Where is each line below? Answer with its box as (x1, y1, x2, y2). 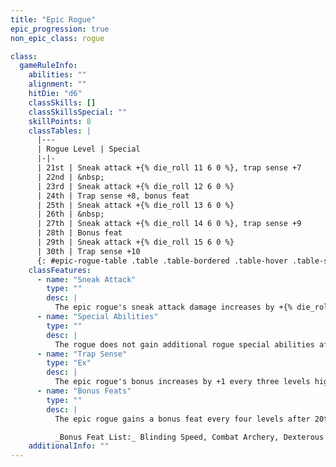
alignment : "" (28, 79, 87, 90)
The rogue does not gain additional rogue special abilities (54, 339, 315, 350)
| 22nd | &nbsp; (36, 172, 105, 182)
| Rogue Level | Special (36, 144, 141, 155)
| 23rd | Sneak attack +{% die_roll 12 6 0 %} (36, 181, 235, 191)
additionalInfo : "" (28, 441, 110, 451)
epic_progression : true (10, 24, 110, 34)
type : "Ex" (46, 358, 92, 368)
